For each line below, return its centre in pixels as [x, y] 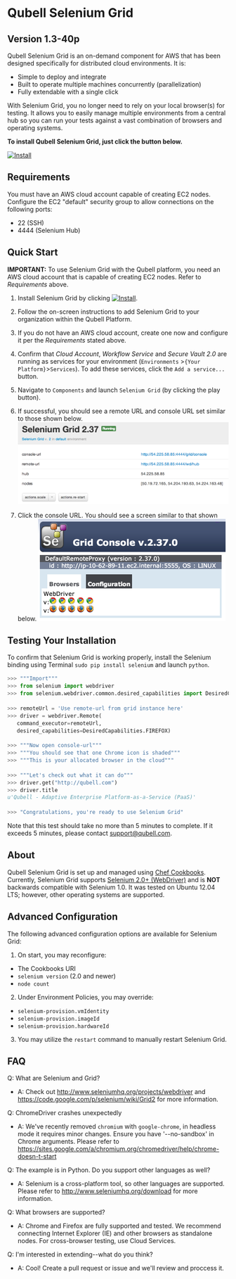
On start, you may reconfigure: [62, 955]
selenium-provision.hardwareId [63, 1026]
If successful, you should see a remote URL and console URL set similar [122, 411]
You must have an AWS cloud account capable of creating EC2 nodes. [109, 194]
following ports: [30, 209]
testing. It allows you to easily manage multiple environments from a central [117, 113]
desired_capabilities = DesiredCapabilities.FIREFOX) [94, 731]
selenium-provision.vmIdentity [63, 1011]
